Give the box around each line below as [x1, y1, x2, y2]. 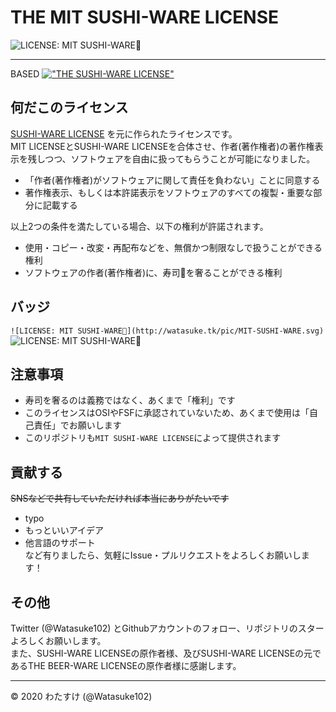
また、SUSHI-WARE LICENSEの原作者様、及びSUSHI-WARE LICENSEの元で [10, 647, 322, 659]
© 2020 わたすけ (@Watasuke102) [10, 691, 153, 702]
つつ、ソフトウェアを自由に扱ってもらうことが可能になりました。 [44, 152, 316, 165]
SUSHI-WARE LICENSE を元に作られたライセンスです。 [10, 127, 238, 140]
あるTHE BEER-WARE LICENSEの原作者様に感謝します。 [10, 660, 242, 671]
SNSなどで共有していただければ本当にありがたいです [10, 492, 230, 505]
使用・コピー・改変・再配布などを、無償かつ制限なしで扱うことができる [24, 241, 323, 253]
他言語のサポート [24, 537, 96, 549]
